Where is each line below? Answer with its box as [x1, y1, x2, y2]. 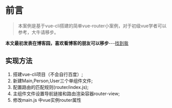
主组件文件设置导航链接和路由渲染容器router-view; [12, 91, 120, 97]
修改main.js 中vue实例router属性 [12, 97, 82, 103]
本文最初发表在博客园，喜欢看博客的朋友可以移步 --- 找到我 [5, 40, 129, 46]
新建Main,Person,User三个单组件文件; [12, 78, 93, 84]
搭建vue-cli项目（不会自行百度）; [12, 71, 83, 77]
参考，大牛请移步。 [17, 29, 59, 35]
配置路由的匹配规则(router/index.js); [12, 84, 89, 90]
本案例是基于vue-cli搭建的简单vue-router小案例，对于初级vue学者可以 [17, 23, 167, 29]
